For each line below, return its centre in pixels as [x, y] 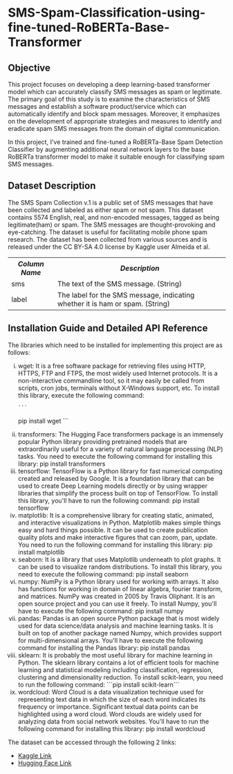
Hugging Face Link [45, 763]
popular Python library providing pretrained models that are [102, 441]
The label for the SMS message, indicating [126, 294]
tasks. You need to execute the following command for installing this [115, 456]
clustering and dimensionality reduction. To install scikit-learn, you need [120, 677]
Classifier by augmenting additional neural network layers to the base [107, 149]
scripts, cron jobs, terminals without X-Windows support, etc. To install [119, 388]
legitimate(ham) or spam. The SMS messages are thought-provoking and [112, 225]
